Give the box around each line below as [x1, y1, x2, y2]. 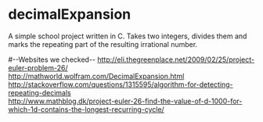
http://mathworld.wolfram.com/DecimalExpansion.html [8, 71, 185, 81]
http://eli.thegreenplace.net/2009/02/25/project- [97, 55, 255, 64]
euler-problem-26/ [8, 63, 68, 72]
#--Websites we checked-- [8, 55, 96, 64]
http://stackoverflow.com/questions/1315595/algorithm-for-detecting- [8, 80, 233, 89]
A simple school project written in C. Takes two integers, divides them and [8, 31, 247, 41]
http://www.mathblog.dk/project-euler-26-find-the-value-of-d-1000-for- [8, 96, 243, 106]
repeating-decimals [8, 88, 72, 97]
